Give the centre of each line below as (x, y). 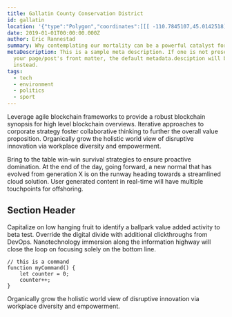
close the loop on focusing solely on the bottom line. (82, 249)
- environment (33, 84)
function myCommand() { (41, 268)
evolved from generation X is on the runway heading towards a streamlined (114, 174)
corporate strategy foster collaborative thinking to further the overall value (113, 131)
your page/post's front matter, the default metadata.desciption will (117, 59)
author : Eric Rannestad (41, 39)
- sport (25, 97)
